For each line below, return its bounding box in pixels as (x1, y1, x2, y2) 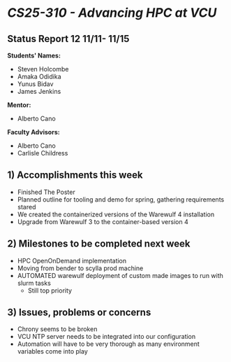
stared (17, 202, 36, 211)
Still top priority (27, 286, 72, 295)
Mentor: (7, 101, 31, 109)
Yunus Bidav (17, 80, 54, 88)
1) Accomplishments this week (7, 169, 143, 181)
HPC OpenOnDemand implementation (17, 256, 127, 265)
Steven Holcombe (17, 65, 69, 73)
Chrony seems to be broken (17, 325, 98, 333)
